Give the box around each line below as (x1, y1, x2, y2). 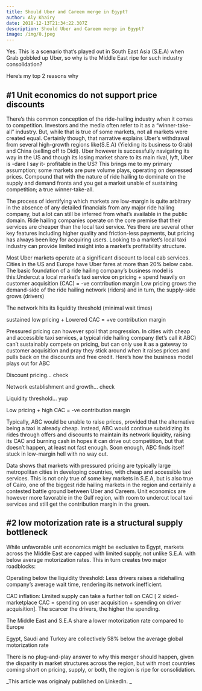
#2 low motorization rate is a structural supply (6, 518, 183, 528)
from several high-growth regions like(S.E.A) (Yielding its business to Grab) (6, 141, 193, 148)
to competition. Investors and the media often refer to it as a (6, 121, 155, 129)
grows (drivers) (6, 292, 45, 299)
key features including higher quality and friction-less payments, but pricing (6, 229, 195, 237)
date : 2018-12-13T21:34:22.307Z (6, 20, 87, 26)
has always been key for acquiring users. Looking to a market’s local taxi (6, 236, 187, 243)
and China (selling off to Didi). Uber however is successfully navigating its (6, 147, 190, 154)
